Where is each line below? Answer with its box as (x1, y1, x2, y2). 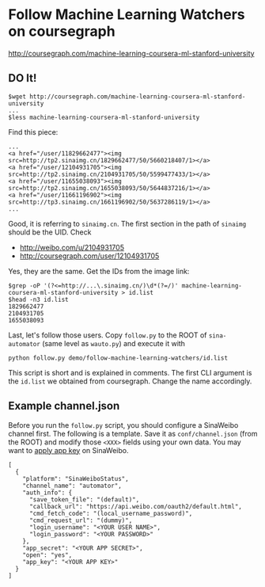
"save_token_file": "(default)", (28, 495, 140, 504)
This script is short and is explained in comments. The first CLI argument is (8, 368, 252, 377)
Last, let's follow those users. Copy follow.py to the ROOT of (8, 330, 207, 340)
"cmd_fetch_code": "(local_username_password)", (28, 509, 193, 517)
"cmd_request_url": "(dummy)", (28, 516, 133, 524)
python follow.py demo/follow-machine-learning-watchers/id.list (8, 354, 228, 362)
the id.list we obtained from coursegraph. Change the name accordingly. (8, 376, 252, 386)
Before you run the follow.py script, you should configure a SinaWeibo (8, 420, 239, 429)
